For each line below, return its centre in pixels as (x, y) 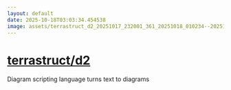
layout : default (30, 13)
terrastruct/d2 (49, 60)
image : (16, 26)
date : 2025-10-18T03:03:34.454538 (57, 20)
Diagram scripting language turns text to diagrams (78, 79)
